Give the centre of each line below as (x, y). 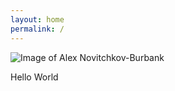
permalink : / (37, 29)
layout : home (37, 19)
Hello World (34, 77)
